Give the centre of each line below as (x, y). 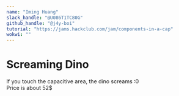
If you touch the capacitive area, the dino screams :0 (73, 81)
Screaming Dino (48, 65)
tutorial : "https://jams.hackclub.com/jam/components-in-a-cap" (90, 29)
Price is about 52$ (30, 88)
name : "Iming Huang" (33, 12)
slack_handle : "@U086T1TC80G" (45, 18)
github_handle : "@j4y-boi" (41, 23)
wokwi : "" (19, 35)
